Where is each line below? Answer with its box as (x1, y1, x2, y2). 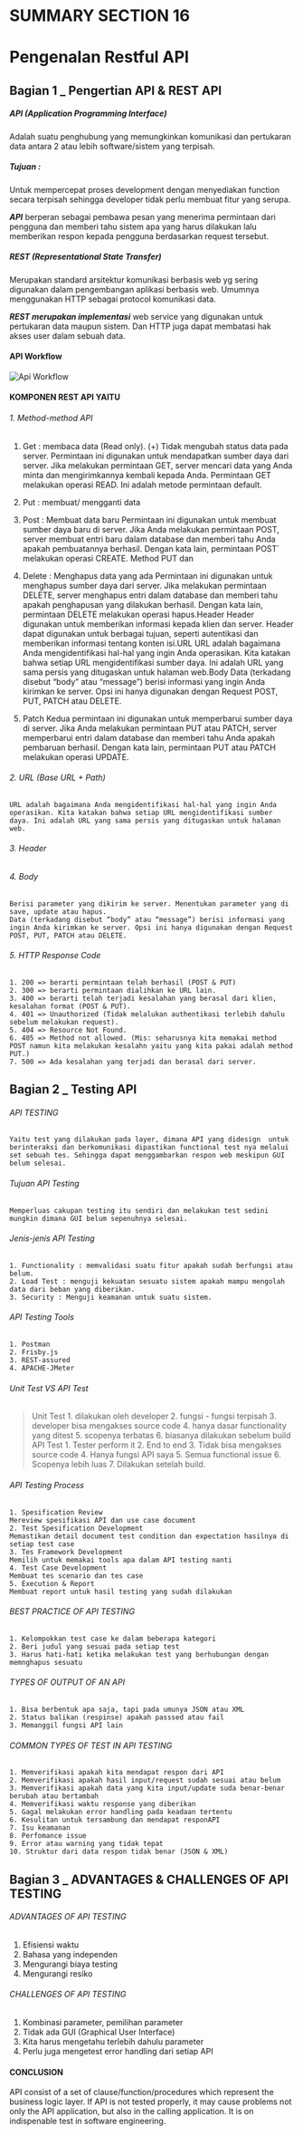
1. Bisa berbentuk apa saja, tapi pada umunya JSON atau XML (9, 1705, 245, 1714)
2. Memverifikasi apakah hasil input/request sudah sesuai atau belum (9, 1776, 281, 1785)
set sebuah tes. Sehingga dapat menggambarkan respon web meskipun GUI (9, 1151, 285, 1160)
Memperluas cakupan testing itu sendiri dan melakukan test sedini (9, 1206, 270, 1215)
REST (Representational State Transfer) (9, 251, 162, 263)
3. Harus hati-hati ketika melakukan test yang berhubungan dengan (9, 1649, 270, 1659)
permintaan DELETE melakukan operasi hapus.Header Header (22, 609, 255, 620)
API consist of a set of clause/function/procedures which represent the (9, 2087, 274, 2098)
